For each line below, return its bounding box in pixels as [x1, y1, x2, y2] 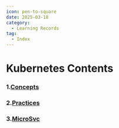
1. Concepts [6, 83, 39, 91]
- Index [11, 36, 31, 42]
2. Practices [6, 99, 40, 107]
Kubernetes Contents [6, 62, 114, 75]
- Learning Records [11, 25, 59, 31]
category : [6, 20, 31, 25]
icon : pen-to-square [6, 8, 57, 15]
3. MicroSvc [6, 114, 40, 123]
